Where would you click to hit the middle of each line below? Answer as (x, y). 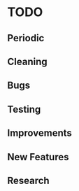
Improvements (39, 133)
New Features (38, 157)
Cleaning (27, 61)
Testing (24, 109)
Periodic (26, 38)
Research (29, 180)
